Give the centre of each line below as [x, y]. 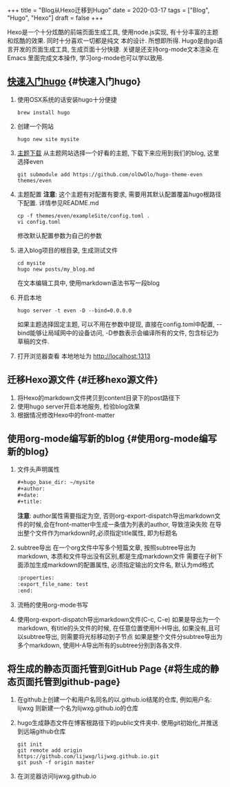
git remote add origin [50, 751]
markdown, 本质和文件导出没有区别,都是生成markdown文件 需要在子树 [117, 556]
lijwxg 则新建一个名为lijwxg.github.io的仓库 [78, 709]
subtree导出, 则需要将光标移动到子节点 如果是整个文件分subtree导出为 [123, 636]
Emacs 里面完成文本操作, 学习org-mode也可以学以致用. [85, 58]
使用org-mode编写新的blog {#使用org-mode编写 [112, 439]
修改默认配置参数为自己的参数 [59, 235]
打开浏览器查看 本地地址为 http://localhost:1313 [84, 356]
